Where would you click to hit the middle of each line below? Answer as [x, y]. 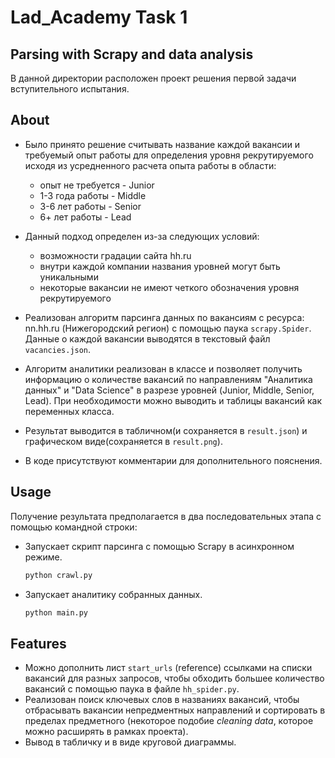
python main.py [56, 612]
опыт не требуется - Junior [97, 185]
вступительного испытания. [70, 89]
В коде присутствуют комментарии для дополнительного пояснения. [173, 460]
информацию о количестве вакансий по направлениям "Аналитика [168, 379]
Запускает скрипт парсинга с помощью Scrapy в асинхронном [159, 546]
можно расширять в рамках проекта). [106, 732]
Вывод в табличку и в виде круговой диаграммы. [130, 742]
